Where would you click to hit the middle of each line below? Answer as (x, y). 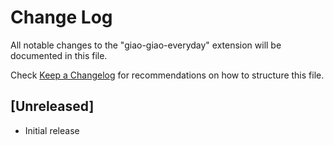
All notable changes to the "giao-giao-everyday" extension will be (146, 45)
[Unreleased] (52, 106)
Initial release (52, 130)
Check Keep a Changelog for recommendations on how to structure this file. (167, 75)
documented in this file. (59, 55)
